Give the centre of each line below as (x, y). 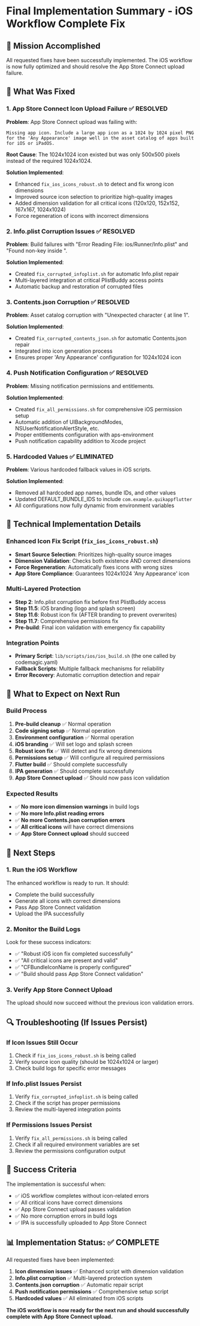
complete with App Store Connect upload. (60, 1317)
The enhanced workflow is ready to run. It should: (68, 883)
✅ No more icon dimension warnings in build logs (77, 807)
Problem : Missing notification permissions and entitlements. (80, 386)
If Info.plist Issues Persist (44, 1084)
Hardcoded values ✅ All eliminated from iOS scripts (79, 1298)
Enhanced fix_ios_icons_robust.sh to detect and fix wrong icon (94, 184)
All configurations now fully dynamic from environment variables (95, 505)
